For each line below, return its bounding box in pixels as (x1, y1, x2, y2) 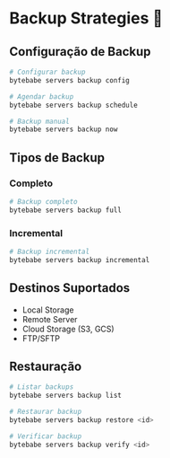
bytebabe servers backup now (9, 125, 118, 134)
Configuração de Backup (9, 44, 151, 59)
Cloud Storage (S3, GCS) (21, 323, 115, 334)
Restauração (9, 358, 82, 374)
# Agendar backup (9, 92, 74, 101)
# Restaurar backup (9, 408, 82, 417)
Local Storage (21, 304, 74, 315)
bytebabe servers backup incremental (9, 255, 150, 264)
